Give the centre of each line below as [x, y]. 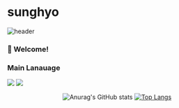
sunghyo [33, 12]
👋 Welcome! [28, 49]
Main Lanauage [34, 68]
